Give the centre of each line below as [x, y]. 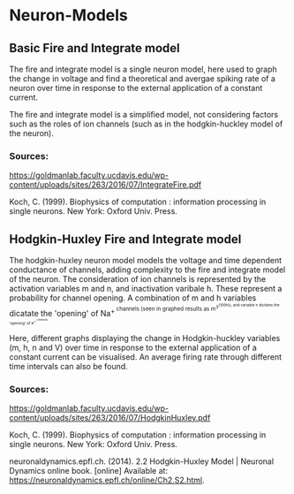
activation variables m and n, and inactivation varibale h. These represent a [146, 289]
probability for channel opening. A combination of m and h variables [133, 298]
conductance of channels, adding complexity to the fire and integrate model [147, 270]
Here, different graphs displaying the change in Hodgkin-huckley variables [145, 338]
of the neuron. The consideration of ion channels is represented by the [138, 279]
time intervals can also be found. [68, 366]
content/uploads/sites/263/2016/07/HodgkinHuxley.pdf [110, 418]
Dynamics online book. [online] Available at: [89, 471]
